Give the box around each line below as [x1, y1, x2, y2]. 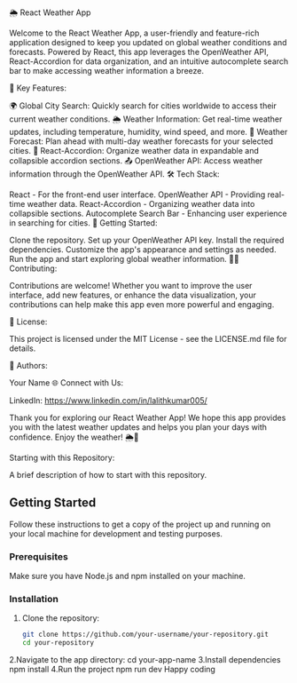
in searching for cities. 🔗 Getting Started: [9, 218, 158, 228]
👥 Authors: [9, 361, 49, 370]
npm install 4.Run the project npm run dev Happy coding [9, 664, 215, 675]
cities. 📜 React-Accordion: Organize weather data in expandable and [9, 146, 260, 155]
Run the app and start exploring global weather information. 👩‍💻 [9, 254, 239, 264]
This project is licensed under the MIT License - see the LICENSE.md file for [9, 334, 287, 344]
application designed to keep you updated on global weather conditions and [9, 37, 287, 47]
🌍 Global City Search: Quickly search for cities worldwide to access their [9, 100, 277, 111]
